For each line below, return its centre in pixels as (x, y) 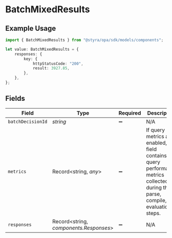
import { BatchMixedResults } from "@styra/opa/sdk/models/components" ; (84, 40)
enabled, (156, 143)
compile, (156, 200)
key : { (31, 59)
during (154, 187)
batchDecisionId (28, 122)
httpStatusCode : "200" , (58, 63)
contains (156, 156)
